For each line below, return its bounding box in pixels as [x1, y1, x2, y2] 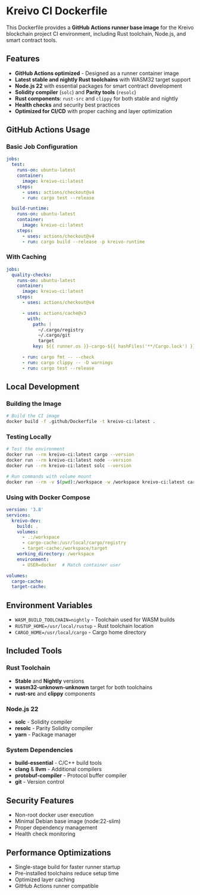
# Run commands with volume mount [6, 473, 92, 480]
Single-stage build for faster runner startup [14, 863, 121, 870]
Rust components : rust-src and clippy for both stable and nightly [14, 95, 179, 102]
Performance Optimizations [6, 847, 111, 858]
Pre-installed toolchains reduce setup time [14, 869, 119, 877]
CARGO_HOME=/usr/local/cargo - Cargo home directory [14, 629, 146, 636]
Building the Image [6, 400, 61, 408]
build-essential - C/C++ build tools [14, 759, 102, 766]
